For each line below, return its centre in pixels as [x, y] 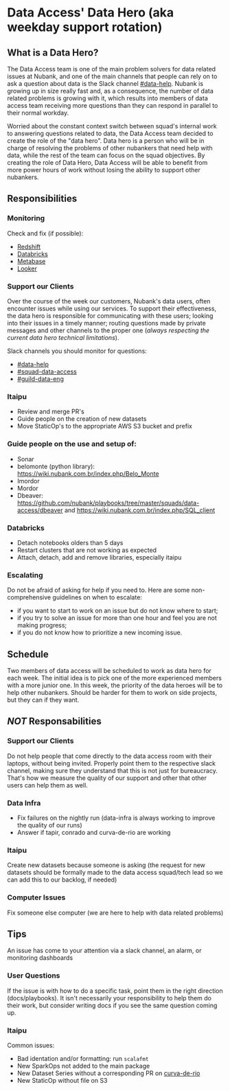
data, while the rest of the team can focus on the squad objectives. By [106, 155]
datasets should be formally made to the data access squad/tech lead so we [115, 873]
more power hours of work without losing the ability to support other [104, 170]
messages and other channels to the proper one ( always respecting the [108, 330]
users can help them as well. [47, 785]
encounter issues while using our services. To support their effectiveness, [112, 308]
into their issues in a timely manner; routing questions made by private [106, 323]
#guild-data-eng [40, 378]
